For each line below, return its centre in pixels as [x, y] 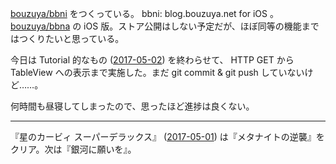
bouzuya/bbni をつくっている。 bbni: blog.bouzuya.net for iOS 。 [144, 13]
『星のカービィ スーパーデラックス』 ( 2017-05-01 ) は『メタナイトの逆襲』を [167, 136]
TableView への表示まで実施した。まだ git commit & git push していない [157, 72]
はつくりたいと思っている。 [67, 38]
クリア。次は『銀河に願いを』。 [73, 149]
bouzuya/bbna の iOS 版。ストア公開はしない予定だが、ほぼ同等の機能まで [165, 26]
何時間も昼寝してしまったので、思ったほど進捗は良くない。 [132, 106]
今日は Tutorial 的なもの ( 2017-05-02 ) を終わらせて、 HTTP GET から [152, 60]
